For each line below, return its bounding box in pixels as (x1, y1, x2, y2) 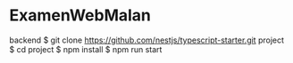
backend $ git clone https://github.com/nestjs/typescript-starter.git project (9, 35, 284, 45)
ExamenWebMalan (9, 5, 152, 26)
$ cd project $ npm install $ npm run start (9, 43, 163, 54)
